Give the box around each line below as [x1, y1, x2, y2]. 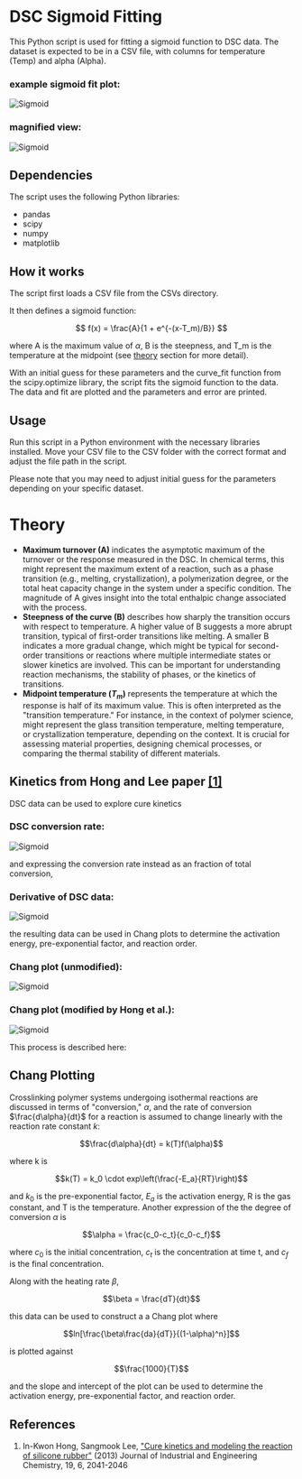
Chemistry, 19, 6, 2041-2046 [22, 1459, 128, 1470]
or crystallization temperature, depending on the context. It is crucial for [22, 728, 290, 739]
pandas [22, 209, 51, 220]
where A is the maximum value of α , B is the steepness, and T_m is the [9, 340, 272, 351]
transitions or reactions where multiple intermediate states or [44, 650, 271, 661]
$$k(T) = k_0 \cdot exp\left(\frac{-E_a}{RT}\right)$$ [55, 1173, 248, 1184]
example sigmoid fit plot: [9, 78, 121, 90]
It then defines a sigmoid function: [9, 305, 137, 317]
